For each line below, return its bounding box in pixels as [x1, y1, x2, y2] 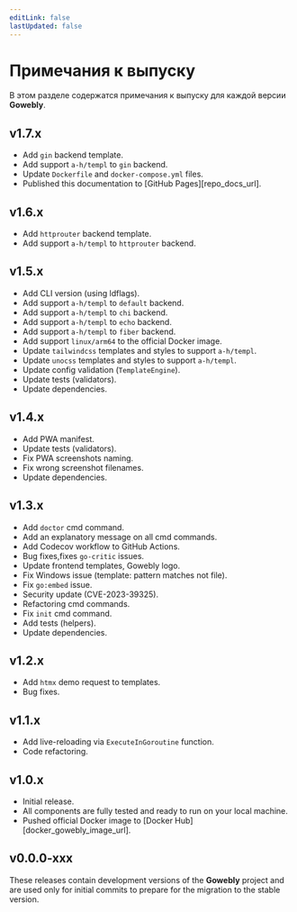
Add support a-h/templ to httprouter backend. [22, 238, 196, 248]
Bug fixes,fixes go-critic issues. [22, 550, 145, 561]
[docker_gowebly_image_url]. [22, 825, 131, 835]
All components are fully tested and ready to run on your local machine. [22, 805, 288, 816]
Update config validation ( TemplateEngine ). [22, 364, 181, 375]
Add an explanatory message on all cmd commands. [22, 531, 218, 542]
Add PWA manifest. [22, 433, 94, 444]
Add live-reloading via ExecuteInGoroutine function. [22, 736, 214, 747]
